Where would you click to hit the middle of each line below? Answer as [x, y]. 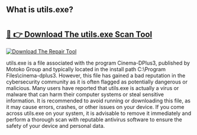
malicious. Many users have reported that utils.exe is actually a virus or [93, 88]
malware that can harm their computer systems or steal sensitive [85, 94]
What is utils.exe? [40, 10]
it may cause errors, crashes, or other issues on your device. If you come [95, 107]
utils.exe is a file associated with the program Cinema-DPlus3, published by [98, 63]
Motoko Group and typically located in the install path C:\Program [86, 69]
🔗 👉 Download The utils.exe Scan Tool [79, 34]
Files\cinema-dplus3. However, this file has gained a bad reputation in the [96, 75]
